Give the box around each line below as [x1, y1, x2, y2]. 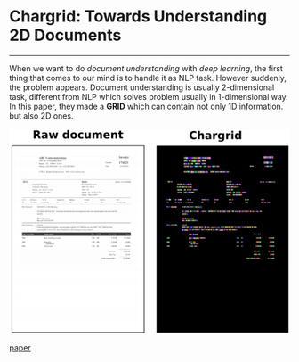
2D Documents [9, 25, 122, 45]
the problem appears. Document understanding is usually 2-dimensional [9, 82, 275, 93]
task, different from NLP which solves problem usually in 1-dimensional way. [9, 91, 289, 102]
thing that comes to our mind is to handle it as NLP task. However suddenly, [9, 72, 287, 83]
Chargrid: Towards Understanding [9, 6, 268, 27]
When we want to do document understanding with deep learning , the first [9, 62, 283, 73]
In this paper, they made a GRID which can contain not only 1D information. [9, 101, 284, 111]
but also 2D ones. [9, 110, 74, 121]
